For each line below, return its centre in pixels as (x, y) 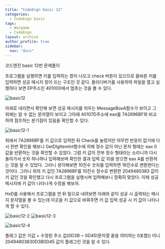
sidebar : (14, 46)
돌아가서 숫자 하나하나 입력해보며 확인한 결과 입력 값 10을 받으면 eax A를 (75, 159)
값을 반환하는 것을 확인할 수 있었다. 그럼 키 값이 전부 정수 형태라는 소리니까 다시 (81, 152)
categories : (17, 14)
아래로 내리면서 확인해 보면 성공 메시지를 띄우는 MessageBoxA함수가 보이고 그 (81, 108)
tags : (11, 23)
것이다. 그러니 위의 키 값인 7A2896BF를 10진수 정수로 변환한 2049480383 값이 (82, 171)
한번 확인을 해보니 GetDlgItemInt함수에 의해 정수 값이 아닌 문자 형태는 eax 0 (83, 146)
